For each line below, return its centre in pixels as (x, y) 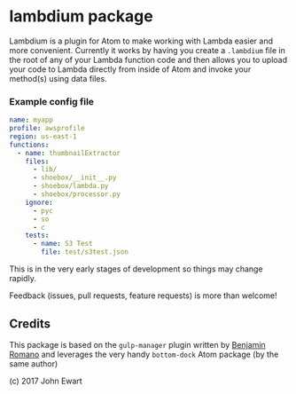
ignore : (39, 202)
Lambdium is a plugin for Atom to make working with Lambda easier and (141, 41)
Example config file (52, 101)
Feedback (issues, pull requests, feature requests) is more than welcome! (143, 295)
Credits (30, 323)
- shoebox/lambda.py (70, 186)
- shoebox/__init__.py (74, 178)
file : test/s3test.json (85, 252)
